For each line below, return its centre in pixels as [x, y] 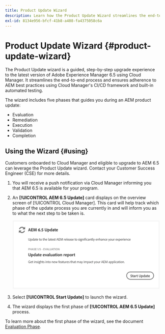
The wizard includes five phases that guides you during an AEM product [78, 100]
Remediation [25, 120]
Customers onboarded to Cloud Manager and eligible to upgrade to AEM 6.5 [82, 163]
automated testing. [24, 90]
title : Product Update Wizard [36, 10]
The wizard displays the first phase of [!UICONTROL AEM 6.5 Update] [83, 306]
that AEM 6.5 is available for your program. [55, 188]
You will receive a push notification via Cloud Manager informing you [82, 183]
